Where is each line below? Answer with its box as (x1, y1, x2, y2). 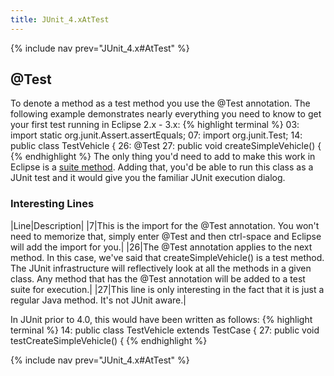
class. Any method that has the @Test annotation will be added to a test (10, 272, 306, 285)
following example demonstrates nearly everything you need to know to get (10, 108, 322, 120)
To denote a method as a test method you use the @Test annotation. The (10, 97, 311, 110)
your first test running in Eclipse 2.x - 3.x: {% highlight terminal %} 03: (10, 119, 300, 131)
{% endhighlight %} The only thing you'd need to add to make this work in (10, 151, 316, 163)
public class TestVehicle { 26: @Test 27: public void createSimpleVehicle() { (10, 140, 322, 152)
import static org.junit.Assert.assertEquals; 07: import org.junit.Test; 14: (10, 129, 303, 141)
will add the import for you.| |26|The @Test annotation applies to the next (10, 241, 313, 253)
